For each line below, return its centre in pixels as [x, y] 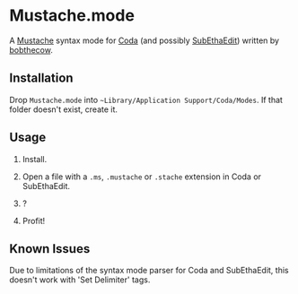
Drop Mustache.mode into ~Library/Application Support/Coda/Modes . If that [146, 99]
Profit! [34, 220]
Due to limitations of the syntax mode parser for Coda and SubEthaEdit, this [149, 271]
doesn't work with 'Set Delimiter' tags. [80, 280]
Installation [41, 78]
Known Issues [50, 249]
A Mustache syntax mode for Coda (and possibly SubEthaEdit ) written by [145, 40]
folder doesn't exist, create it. [64, 109]
